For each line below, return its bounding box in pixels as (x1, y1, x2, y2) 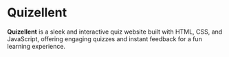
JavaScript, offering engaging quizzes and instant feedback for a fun (7, 34, 203, 43)
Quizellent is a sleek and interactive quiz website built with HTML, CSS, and (7, 27, 223, 36)
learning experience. (7, 42, 66, 50)
